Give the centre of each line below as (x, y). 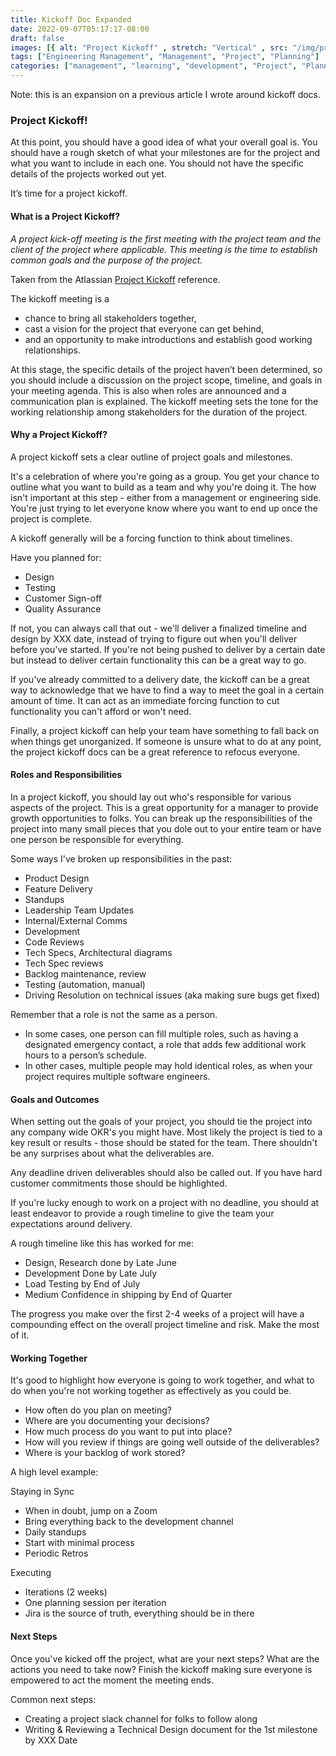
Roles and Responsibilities (66, 775)
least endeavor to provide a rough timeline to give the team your (142, 1213)
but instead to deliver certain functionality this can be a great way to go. (158, 660)
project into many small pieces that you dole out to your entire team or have (166, 828)
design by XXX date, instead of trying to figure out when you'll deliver (154, 638)
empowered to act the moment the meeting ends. (112, 1680)
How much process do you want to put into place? (128, 1432)
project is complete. (51, 518)
